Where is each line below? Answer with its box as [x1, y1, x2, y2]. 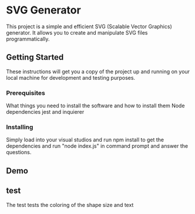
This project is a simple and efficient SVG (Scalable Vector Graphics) [6, 23, 172, 30]
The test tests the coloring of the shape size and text [6, 201, 134, 208]
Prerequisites [6, 89, 45, 97]
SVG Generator [6, 4, 81, 17]
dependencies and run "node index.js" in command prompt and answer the [6, 142, 189, 150]
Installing [6, 123, 33, 131]
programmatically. [6, 35, 50, 42]
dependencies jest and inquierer [6, 108, 85, 116]
